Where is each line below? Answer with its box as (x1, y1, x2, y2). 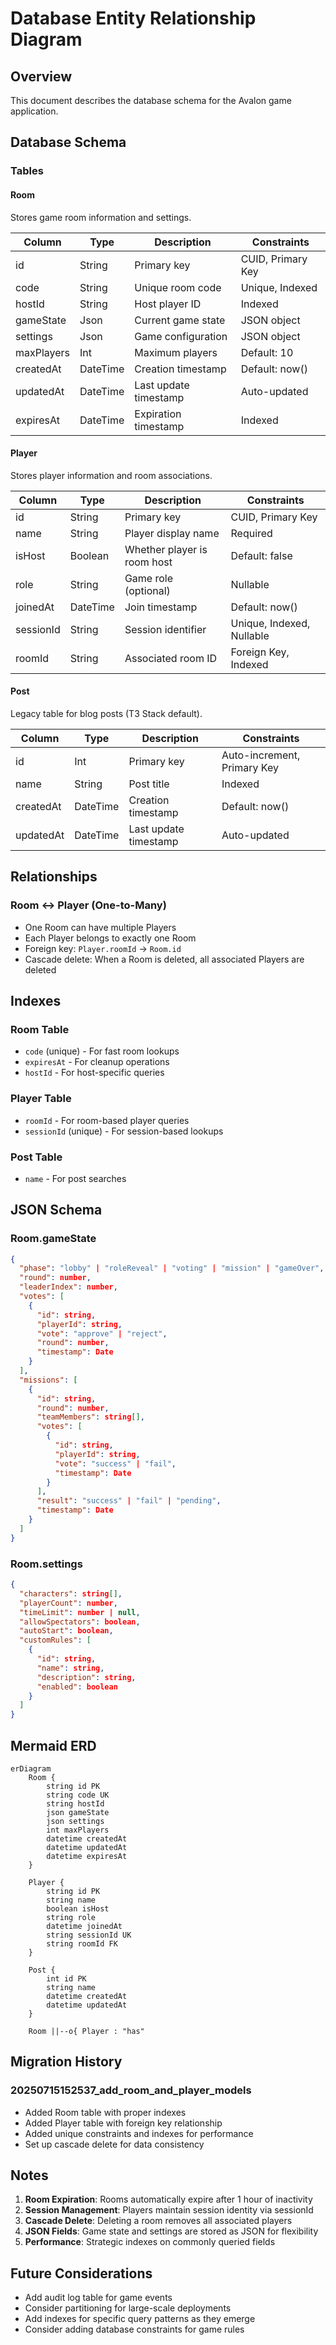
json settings (46, 1816, 105, 1826)
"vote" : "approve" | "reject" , (36, 1328, 168, 1339)
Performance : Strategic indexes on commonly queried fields (24, 2236, 276, 2248)
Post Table (10, 1150, 63, 1164)
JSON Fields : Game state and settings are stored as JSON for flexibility (24, 2225, 319, 2237)
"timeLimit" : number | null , (19, 1607, 141, 1617)
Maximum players (134, 345, 218, 359)
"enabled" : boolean (36, 1682, 118, 1692)
